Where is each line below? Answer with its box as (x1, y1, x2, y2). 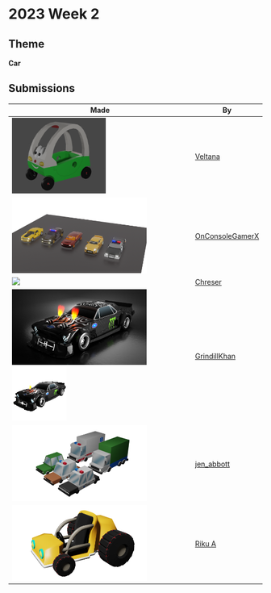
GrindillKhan (194, 351, 236, 361)
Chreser (194, 278, 222, 287)
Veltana (194, 151, 220, 161)
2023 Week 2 (8, 5, 100, 23)
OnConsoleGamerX (194, 231, 260, 240)
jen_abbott (194, 459, 231, 469)
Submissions (8, 81, 75, 95)
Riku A (194, 538, 217, 549)
